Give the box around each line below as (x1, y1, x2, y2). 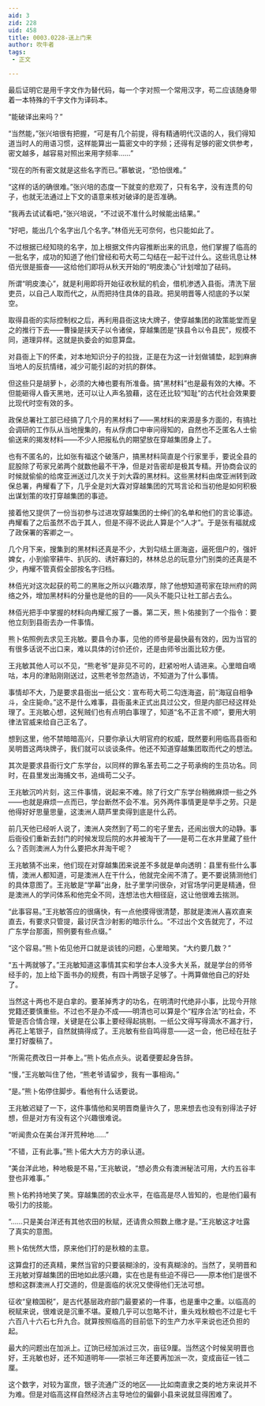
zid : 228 (8, 19, 37, 27)
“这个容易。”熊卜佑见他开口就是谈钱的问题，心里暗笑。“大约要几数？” (8, 943, 231, 953)
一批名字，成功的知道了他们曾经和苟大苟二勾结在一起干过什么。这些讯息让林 (8, 252, 257, 261)
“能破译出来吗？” (8, 111, 63, 121)
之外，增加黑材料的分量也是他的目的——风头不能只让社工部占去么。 (14, 590, 237, 600)
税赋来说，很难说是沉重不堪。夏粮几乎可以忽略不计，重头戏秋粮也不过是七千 (8, 1306, 257, 1316)
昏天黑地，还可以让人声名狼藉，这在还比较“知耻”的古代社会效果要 (42, 388, 256, 397)
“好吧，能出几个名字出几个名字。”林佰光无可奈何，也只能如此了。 (8, 225, 218, 235)
